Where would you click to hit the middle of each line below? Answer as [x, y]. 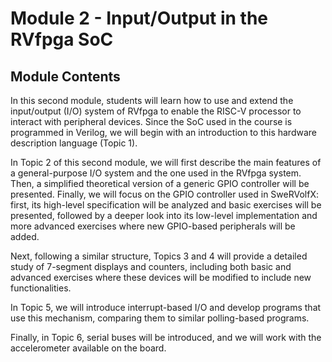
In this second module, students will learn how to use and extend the [152, 100]
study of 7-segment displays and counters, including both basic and [151, 266]
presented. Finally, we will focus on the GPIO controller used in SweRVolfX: [164, 194]
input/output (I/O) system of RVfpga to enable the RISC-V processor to [156, 111]
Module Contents [65, 76]
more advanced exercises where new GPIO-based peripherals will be [153, 226]
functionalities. [41, 288]
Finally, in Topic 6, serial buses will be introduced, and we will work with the [166, 337]
